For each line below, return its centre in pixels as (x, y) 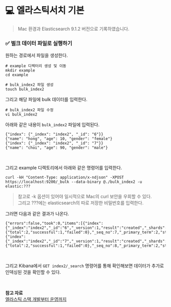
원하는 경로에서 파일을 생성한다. (37, 55)
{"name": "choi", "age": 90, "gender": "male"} (57, 148)
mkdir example (20, 70)
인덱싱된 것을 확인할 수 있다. (33, 272)
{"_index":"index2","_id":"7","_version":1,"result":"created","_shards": (86, 241)
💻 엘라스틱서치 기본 (45, 10)
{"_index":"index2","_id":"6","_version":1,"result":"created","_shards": (86, 228)
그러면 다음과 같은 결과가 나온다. (37, 214)
